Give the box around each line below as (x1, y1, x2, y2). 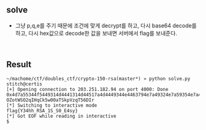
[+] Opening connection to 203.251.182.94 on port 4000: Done (6, 86, 169, 92)
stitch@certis (6, 81, 43, 87)
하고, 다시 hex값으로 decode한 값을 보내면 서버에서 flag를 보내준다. (15, 29, 178, 37)
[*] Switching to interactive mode (6, 102, 97, 109)
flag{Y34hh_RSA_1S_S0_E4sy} (6, 107, 78, 114)
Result (6, 59, 32, 70)
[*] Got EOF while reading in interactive (6, 113, 116, 119)
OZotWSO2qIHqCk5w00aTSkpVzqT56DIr (6, 97, 95, 103)
